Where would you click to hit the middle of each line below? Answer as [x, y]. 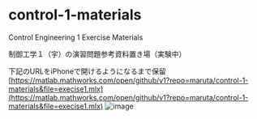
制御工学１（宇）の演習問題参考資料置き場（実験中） [97, 53]
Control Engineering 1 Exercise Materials [76, 37]
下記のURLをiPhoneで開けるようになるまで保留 [87, 71]
